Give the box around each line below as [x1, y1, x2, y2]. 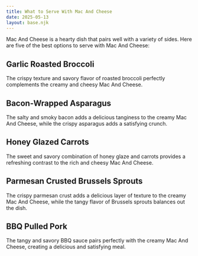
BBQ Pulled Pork [6, 222, 68, 232]
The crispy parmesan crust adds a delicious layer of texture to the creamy [6, 192, 186, 199]
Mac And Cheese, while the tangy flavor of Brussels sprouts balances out [6, 198, 185, 205]
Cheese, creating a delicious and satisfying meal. [6, 243, 126, 251]
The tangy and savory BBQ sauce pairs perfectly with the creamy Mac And [6, 237, 189, 244]
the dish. [6, 204, 28, 211]
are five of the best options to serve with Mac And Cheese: [6, 42, 150, 49]
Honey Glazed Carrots [6, 137, 90, 147]
